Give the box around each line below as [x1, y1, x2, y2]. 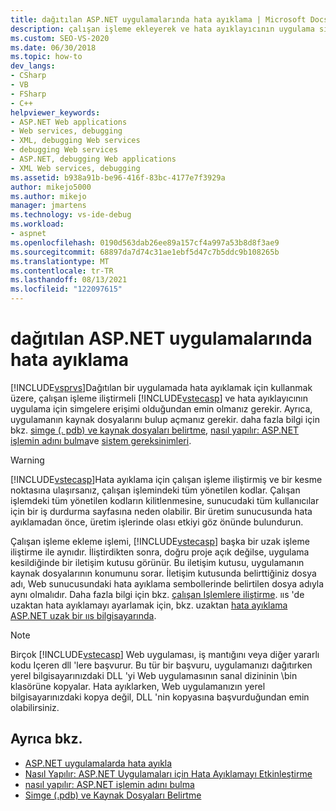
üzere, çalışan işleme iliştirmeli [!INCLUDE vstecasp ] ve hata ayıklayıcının [10, 392, 308, 404]
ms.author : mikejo [10, 191, 87, 201]
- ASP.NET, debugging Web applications [10, 154, 177, 164]
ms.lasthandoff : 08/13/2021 [10, 275, 128, 285]
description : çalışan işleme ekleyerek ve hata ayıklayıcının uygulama [10, 24, 315, 34]
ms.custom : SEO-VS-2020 [10, 33, 110, 43]
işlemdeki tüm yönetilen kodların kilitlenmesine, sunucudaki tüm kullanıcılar [10, 494, 320, 506]
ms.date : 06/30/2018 [10, 42, 97, 53]
